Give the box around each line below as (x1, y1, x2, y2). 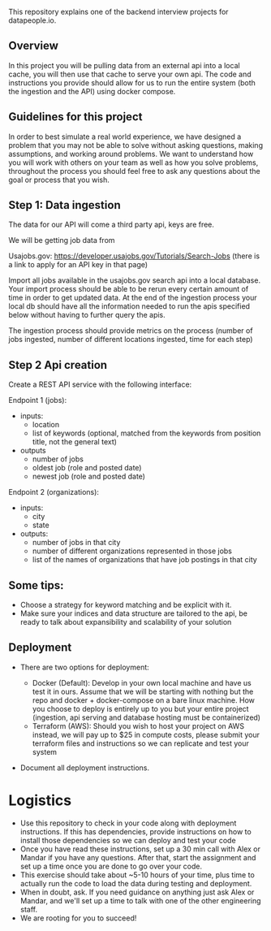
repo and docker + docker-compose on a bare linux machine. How (32, 695, 256, 705)
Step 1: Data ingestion (8, 198, 121, 212)
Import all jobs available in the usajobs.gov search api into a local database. (8, 275, 261, 285)
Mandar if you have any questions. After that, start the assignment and (19, 852, 256, 862)
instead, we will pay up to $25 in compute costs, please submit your (32, 730, 260, 739)
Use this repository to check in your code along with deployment (19, 818, 237, 828)
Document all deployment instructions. (19, 763, 150, 773)
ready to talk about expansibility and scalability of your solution (19, 617, 232, 627)
